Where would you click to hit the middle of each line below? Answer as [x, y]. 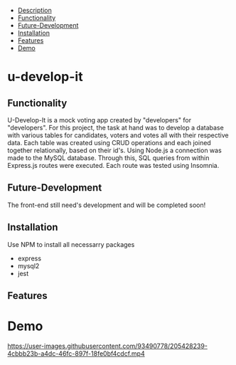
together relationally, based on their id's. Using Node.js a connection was [114, 150]
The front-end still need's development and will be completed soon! [107, 205]
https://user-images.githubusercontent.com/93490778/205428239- [108, 346]
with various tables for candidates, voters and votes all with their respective [118, 135]
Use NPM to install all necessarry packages [71, 244]
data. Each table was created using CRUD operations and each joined [109, 143]
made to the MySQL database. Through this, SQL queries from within [108, 158]
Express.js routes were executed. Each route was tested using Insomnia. [113, 165]
